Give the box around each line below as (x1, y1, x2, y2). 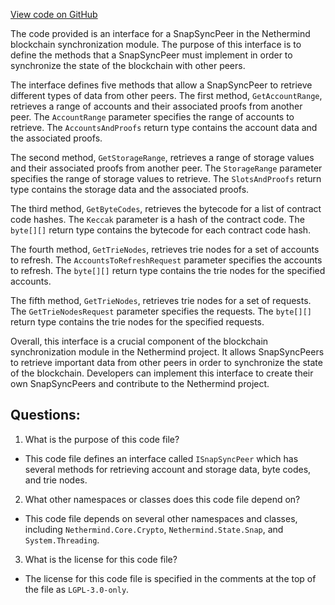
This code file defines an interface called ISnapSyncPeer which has (24, 452, 299, 464)
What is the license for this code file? (24, 553, 178, 565)
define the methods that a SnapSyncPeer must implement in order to (10, 49, 293, 61)
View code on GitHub (10, 9, 98, 20)
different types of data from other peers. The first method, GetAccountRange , (10, 90, 323, 101)
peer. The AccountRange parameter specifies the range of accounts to (10, 111, 295, 123)
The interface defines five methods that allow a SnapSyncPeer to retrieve (10, 79, 313, 91)
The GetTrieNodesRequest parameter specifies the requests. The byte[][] (10, 305, 312, 317)
